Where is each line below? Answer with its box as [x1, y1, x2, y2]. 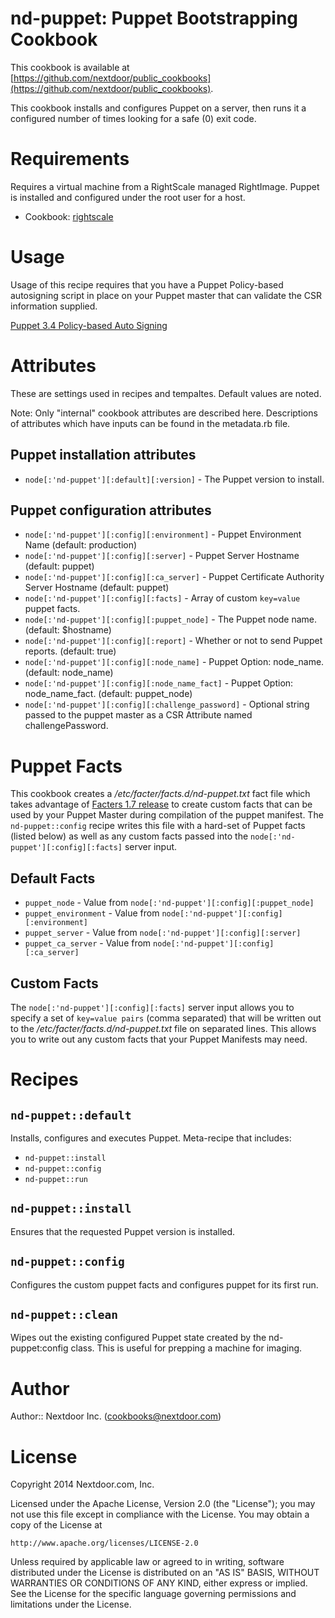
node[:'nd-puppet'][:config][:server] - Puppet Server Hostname [24, 550, 300, 562]
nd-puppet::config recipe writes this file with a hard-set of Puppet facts [10, 820, 306, 832]
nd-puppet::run [24, 1174, 89, 1184]
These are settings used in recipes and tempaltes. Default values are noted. [10, 387, 322, 399]
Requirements [10, 148, 130, 171]
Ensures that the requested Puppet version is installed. [10, 1225, 236, 1237]
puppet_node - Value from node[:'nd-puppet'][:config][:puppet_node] [24, 897, 315, 909]
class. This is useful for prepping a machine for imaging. [70, 1342, 303, 1354]
